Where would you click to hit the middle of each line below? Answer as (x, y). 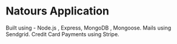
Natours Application (58, 11)
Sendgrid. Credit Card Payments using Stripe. (62, 34)
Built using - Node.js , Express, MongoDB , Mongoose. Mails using (88, 28)
